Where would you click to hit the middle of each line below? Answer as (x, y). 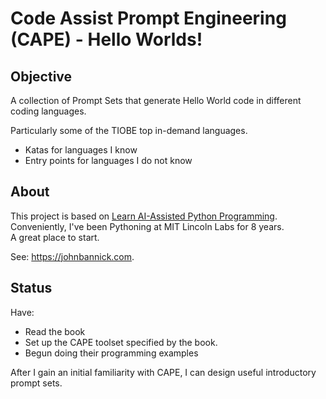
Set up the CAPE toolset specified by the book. (121, 342)
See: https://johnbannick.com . (72, 256)
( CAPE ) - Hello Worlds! (106, 39)
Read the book (55, 331)
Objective (41, 76)
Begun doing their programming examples (111, 353)
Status (31, 288)
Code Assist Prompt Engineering (148, 18)
